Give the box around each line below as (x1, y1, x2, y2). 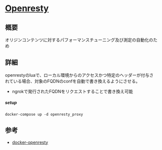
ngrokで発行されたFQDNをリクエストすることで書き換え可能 (12, 88, 133, 94)
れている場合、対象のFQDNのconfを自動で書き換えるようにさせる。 (5, 78, 140, 84)
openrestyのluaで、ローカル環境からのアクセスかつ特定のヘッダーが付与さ (5, 72, 154, 78)
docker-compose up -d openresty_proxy (5, 112, 83, 117)
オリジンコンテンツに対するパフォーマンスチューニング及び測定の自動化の (5, 37, 153, 42)
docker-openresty (12, 139, 48, 145)
